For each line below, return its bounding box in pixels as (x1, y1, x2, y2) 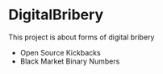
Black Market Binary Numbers (19, 56, 120, 66)
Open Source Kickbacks (19, 47, 101, 57)
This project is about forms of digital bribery (8, 32, 155, 42)
